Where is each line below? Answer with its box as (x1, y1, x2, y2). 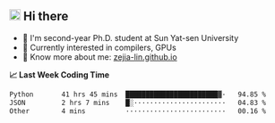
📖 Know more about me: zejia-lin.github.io (21, 51, 177, 62)
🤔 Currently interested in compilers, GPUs (21, 42, 176, 53)
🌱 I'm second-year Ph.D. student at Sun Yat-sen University (21, 32, 239, 43)
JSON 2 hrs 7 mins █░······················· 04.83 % (9, 98, 267, 107)
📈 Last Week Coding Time (9, 69, 110, 80)
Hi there (22, 9, 69, 24)
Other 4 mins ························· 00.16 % (9, 106, 267, 116)
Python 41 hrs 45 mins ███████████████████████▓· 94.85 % (9, 90, 267, 99)
